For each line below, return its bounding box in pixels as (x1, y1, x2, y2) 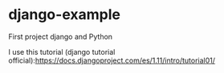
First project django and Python (8, 32, 113, 41)
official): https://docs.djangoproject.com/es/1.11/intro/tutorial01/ (8, 56, 215, 65)
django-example (8, 6, 120, 24)
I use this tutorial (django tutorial (8, 47, 116, 56)
